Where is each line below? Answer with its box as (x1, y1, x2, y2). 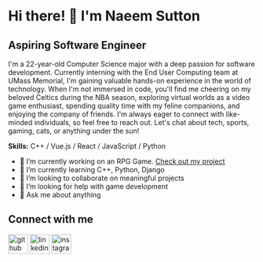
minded (8, 118, 33, 127)
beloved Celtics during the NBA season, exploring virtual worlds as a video (8, 93, 250, 101)
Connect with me (8, 212, 94, 227)
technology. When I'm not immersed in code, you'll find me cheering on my (8, 84, 251, 94)
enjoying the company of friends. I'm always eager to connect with (8, 109, 225, 119)
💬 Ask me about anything (19, 190, 101, 199)
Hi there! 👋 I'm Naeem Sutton (8, 7, 201, 25)
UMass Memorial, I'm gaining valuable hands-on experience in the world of (8, 76, 251, 85)
